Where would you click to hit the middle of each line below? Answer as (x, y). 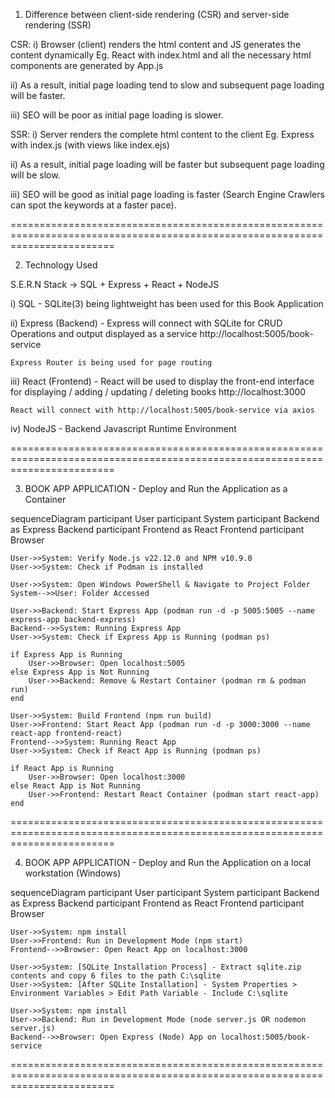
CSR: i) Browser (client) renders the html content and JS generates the (156, 44)
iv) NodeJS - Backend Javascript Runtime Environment (123, 428)
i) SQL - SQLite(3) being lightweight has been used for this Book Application (167, 303)
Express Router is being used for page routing (111, 363)
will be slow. (35, 175)
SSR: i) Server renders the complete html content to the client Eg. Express (162, 134)
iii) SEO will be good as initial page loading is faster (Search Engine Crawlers (167, 194)
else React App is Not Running (75, 786)
